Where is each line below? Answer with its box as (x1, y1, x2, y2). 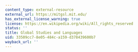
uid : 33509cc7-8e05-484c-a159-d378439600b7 (5, 35, 96, 40)
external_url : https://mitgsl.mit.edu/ (5, 12, 87, 17)
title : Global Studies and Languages (5, 30, 83, 35)
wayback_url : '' (5, 40, 38, 45)
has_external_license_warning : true (5, 16, 80, 21)
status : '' (5, 26, 28, 31)
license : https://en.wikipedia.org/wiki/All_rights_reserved (5, 21, 134, 26)
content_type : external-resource (5, 7, 74, 12)
